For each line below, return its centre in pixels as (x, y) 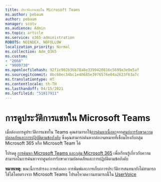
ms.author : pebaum (24, 14)
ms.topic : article (24, 33)
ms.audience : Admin (25, 28)
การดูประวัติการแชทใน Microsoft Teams (78, 118)
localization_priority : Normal (38, 47)
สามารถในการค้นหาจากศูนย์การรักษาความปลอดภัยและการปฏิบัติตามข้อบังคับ (67, 159)
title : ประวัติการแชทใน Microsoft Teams (43, 10)
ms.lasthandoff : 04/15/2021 (34, 89)
